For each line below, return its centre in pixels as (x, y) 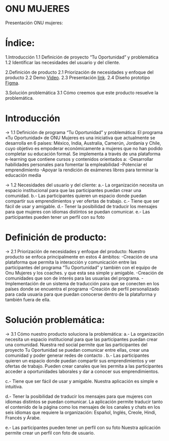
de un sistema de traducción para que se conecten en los (99, 283)
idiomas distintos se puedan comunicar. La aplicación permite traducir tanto (84, 402)
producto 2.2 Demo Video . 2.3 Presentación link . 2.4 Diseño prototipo (78, 77)
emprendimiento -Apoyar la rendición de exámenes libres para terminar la (82, 170)
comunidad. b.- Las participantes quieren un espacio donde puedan (76, 196)
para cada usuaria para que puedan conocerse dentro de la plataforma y (81, 294)
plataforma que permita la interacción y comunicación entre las (71, 262)
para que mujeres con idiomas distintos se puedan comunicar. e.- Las (78, 212)
